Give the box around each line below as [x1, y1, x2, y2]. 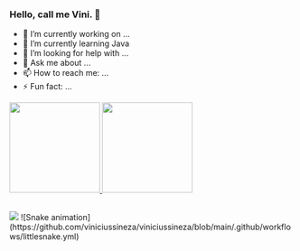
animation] [51, 211, 91, 222]
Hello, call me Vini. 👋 [9, 8, 101, 21]
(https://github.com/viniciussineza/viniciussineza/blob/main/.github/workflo [9, 221, 292, 232]
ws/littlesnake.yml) [9, 230, 80, 242]
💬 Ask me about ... [22, 58, 91, 69]
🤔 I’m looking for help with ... [22, 48, 129, 59]
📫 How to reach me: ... [22, 68, 109, 79]
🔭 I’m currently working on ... [22, 29, 130, 40]
